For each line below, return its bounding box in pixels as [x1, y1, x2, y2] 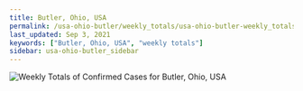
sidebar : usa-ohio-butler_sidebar [9, 47, 140, 56]
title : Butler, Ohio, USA [9, 13, 106, 23]
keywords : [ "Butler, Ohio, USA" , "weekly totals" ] [9, 38, 204, 48]
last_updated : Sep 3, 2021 [9, 30, 111, 39]
